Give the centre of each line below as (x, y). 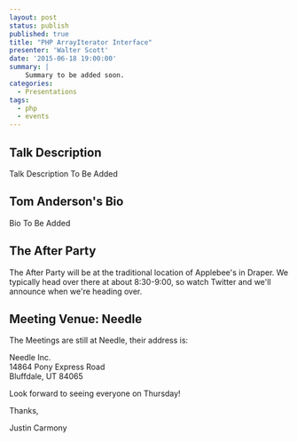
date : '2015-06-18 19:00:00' (63, 59)
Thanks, (24, 411)
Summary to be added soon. (75, 75)
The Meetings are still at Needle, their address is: (99, 340)
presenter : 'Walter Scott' (59, 51)
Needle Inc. (30, 358)
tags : (19, 100)
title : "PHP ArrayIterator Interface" (81, 42)
